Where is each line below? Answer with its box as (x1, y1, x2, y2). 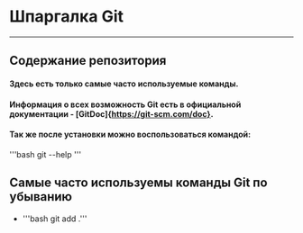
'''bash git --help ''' (9, 148, 82, 159)
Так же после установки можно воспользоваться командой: (9, 129, 251, 140)
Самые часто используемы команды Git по (9, 175, 268, 191)
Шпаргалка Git (9, 6, 124, 27)
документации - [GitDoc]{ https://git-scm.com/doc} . (9, 108, 214, 119)
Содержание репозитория (9, 53, 167, 68)
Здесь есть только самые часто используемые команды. (9, 78, 239, 89)
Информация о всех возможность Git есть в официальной (9, 99, 242, 110)
